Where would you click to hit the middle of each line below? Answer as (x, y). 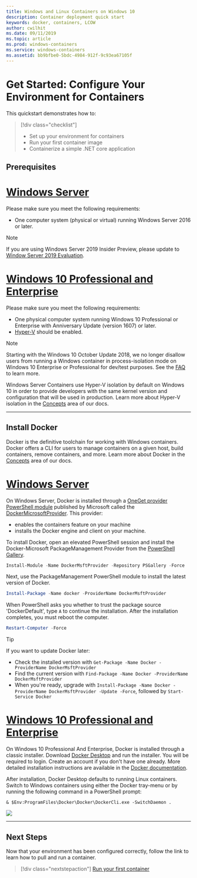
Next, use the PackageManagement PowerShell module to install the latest (96, 577)
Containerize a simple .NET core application (82, 148)
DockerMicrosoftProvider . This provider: (55, 513)
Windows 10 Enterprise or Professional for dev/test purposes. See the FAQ (96, 367)
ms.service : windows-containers (45, 50)
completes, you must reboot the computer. (57, 617)
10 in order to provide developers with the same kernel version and (87, 391)
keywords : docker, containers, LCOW (51, 22)
